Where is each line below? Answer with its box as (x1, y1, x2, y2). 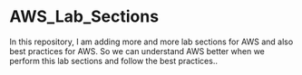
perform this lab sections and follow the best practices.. (9, 55, 218, 66)
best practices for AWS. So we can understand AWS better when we (9, 45, 266, 56)
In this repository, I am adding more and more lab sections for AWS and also (9, 36, 294, 47)
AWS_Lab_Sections (9, 6, 160, 27)
